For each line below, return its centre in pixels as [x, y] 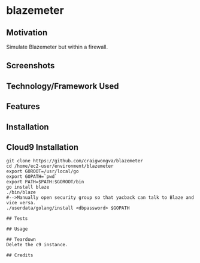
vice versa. [21, 203]
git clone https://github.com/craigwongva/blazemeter [75, 161]
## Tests [17, 219]
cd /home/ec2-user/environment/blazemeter [60, 166]
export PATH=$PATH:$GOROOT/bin [45, 182]
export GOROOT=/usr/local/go [43, 171]
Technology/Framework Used [63, 86]
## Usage [17, 229]
